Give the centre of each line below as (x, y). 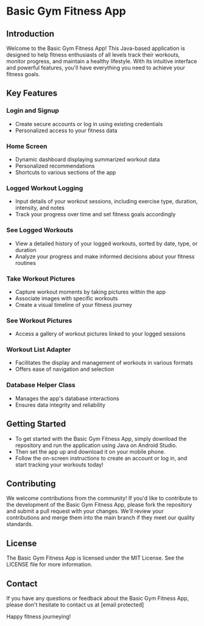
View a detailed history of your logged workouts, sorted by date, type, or (106, 243)
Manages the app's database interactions (67, 398)
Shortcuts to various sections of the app (65, 172)
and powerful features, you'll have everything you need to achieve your (96, 68)
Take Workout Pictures (41, 278)
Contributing (31, 483)
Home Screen (27, 146)
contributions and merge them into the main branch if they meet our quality (100, 518)
